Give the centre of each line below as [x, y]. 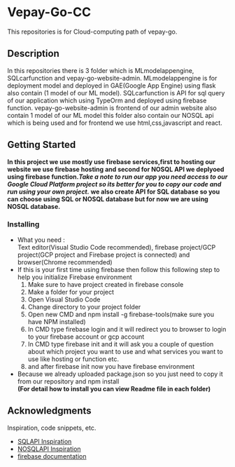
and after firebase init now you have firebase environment [111, 366]
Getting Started [42, 145]
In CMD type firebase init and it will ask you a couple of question [121, 344]
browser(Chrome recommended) [65, 262]
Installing [23, 224]
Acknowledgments [50, 411]
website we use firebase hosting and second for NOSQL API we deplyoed [116, 169]
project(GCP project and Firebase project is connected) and [104, 255]
